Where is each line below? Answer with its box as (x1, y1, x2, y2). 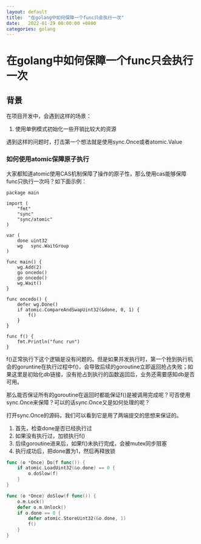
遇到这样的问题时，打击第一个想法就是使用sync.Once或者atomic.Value (6, 138, 183, 146)
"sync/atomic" (17, 216, 53, 222)
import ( (6, 200, 29, 207)
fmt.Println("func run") (17, 339, 80, 345)
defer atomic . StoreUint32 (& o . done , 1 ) (28, 515, 126, 522)
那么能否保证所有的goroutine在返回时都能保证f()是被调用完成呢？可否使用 (6, 391, 191, 398)
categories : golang (6, 26, 56, 32)
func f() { (6, 333, 34, 339)
